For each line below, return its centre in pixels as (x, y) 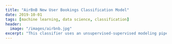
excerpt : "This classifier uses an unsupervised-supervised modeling (81, 33)
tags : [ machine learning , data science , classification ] (67, 19)
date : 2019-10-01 (24, 15)
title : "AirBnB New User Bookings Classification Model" (67, 10)
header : (14, 24)
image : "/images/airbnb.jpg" (41, 29)
